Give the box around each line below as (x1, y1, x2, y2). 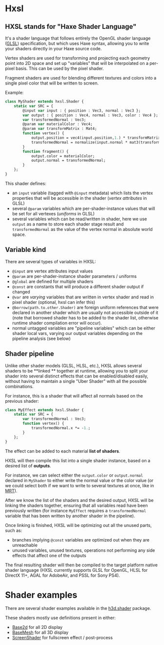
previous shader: (5, 398, 39, 404)
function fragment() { (22, 149, 69, 154)
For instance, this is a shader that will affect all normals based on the (5, 393, 143, 398)
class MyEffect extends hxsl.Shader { (5, 407, 84, 413)
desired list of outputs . (5, 462, 51, 469)
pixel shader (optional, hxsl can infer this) (12, 299, 96, 305)
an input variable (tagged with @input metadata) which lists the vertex (12, 190, 153, 196)
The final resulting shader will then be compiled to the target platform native (5, 562, 158, 568)
